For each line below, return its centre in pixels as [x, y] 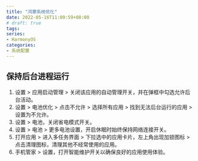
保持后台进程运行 [38, 76]
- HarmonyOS [21, 40]
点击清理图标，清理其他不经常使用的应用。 [67, 144]
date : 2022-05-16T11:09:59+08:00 [48, 17]
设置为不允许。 [33, 114]
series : [16, 34]
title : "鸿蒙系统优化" [32, 12]
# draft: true [24, 23]
